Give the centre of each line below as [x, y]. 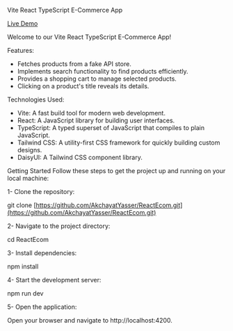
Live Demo [23, 23]
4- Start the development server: [54, 280]
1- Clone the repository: [41, 192]
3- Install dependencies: [42, 253]
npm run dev [25, 293]
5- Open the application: [42, 307]
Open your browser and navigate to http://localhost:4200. [90, 320]
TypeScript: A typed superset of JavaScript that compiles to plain [111, 128]
